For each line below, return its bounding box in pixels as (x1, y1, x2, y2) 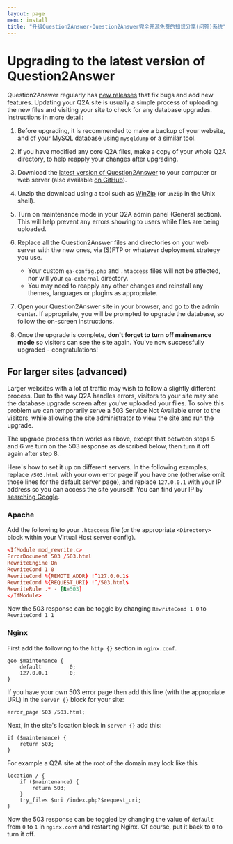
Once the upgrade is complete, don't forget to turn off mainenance (17, 331, 212, 339)
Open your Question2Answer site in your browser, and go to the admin (17, 302, 220, 311)
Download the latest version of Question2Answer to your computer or (17, 169, 217, 177)
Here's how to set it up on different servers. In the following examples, (7, 463, 209, 471)
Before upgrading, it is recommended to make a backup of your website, (17, 127, 225, 135)
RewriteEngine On (7, 560, 58, 567)
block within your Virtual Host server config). (7, 533, 136, 542)
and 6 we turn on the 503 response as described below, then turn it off (7, 442, 210, 451)
